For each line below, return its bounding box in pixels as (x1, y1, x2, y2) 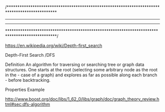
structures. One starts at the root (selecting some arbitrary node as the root (5, 67, 158, 72)
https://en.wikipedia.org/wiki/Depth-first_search (5, 43, 102, 48)
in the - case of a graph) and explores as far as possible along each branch (5, 72, 158, 78)
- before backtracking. (5, 77, 51, 83)
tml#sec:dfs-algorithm (5, 101, 51, 107)
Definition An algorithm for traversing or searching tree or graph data (5, 62, 145, 67)
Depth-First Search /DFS (5, 52, 55, 58)
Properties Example (5, 87, 45, 92)
